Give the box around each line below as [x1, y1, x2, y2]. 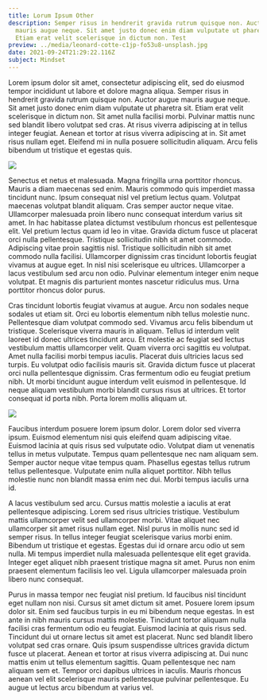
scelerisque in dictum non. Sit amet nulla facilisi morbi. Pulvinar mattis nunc [8, 111, 256, 121]
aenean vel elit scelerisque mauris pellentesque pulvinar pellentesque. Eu [8, 674, 249, 683]
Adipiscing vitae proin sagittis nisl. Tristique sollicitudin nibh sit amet [8, 243, 232, 253]
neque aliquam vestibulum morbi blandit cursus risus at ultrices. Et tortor [8, 385, 246, 394]
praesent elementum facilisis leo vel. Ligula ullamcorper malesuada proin [8, 566, 247, 575]
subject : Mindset [8, 56, 66, 64]
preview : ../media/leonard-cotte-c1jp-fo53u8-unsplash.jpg [8, 41, 208, 49]
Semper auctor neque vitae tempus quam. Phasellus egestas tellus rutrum [8, 458, 250, 467]
